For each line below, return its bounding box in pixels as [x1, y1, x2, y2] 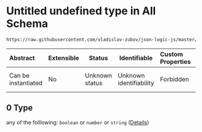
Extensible [47, 54, 79, 62]
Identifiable [119, 54, 153, 62]
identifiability [117, 79, 155, 87]
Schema [6, 17, 48, 30]
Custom [160, 50, 183, 58]
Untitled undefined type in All [6, 4, 156, 18]
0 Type [6, 103, 33, 113]
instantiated [9, 79, 43, 87]
